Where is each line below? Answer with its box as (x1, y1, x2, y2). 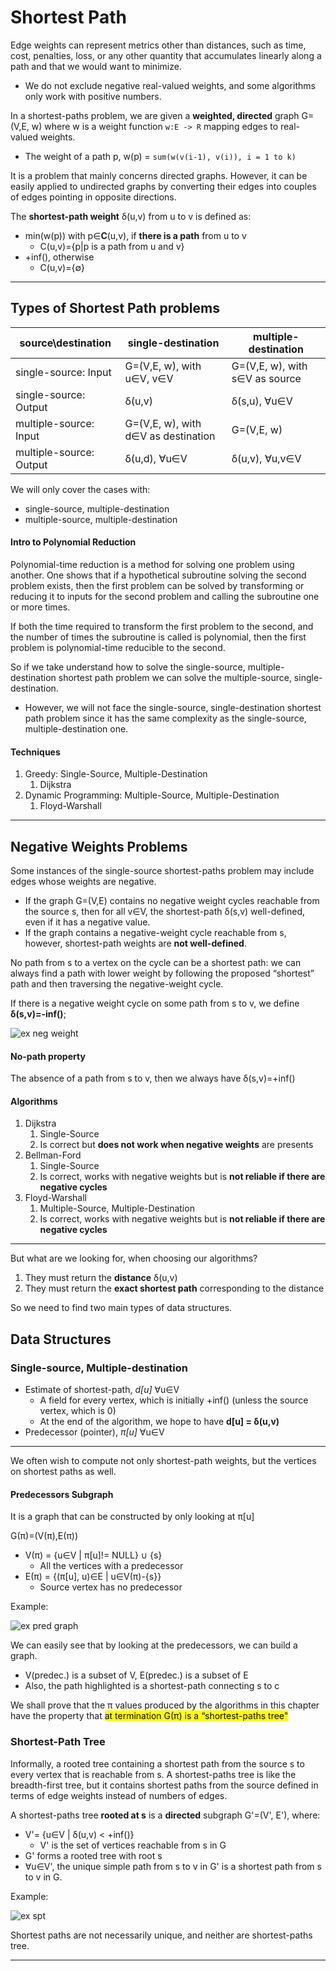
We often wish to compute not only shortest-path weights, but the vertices (10, 1455, 317, 1467)
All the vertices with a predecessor (39, 1560, 184, 1572)
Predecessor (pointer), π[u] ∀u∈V (24, 1426, 165, 1438)
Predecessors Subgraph (10, 1488, 114, 1500)
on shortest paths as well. (10, 1466, 117, 1478)
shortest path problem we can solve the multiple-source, (58, 671, 292, 683)
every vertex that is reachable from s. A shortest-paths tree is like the (10, 1768, 297, 1780)
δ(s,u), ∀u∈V (231, 394, 293, 408)
